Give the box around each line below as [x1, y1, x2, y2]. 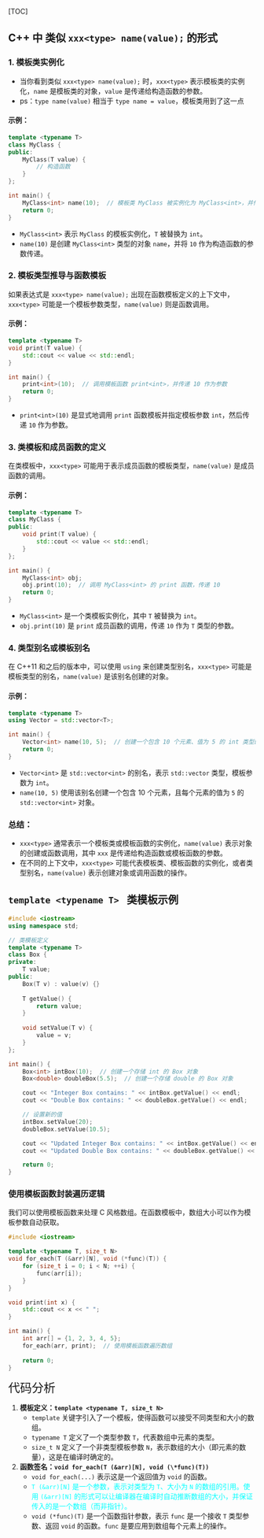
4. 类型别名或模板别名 [8, 642, 90, 653]
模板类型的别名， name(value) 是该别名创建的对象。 [8, 672, 173, 681]
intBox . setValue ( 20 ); [22, 1117, 93, 1125]
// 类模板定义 [8, 936, 49, 944]
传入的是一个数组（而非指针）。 [31, 1502, 132, 1511]
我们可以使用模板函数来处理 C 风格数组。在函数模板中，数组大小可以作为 [8, 1208, 245, 1217]
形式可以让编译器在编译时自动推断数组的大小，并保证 [80, 1492, 253, 1501]
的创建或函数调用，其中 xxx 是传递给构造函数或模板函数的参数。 [19, 848, 228, 858]
